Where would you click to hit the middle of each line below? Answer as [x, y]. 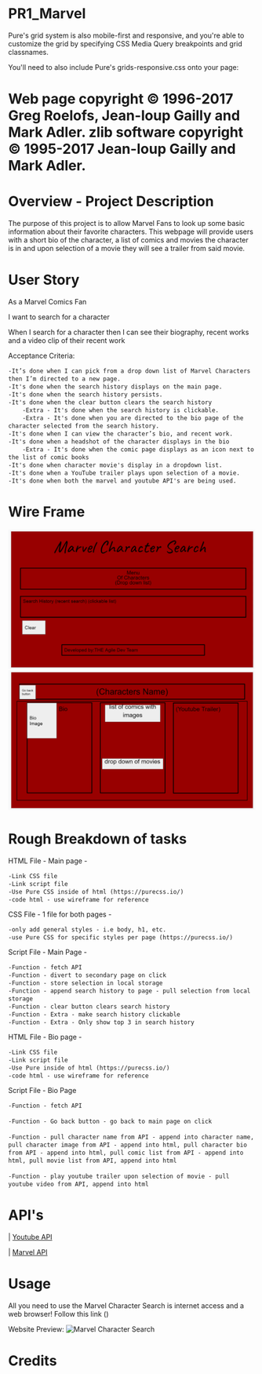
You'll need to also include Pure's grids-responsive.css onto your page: [124, 67]
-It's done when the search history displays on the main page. [115, 387]
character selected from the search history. [84, 426]
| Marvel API [28, 1252]
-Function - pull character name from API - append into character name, [131, 1137]
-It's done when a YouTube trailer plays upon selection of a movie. [124, 473]
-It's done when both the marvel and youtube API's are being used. [122, 481]
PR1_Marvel [47, 14]
